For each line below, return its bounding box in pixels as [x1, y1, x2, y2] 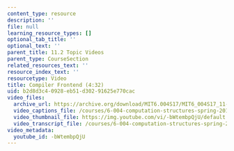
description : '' [7, 17, 54, 24]
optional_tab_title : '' [7, 36, 77, 43]
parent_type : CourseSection [7, 56, 89, 63]
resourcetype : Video [7, 74, 68, 82]
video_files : [7, 95, 45, 102]
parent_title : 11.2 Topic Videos [7, 49, 104, 56]
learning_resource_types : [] [7, 29, 92, 37]
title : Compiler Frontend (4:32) [7, 81, 104, 88]
